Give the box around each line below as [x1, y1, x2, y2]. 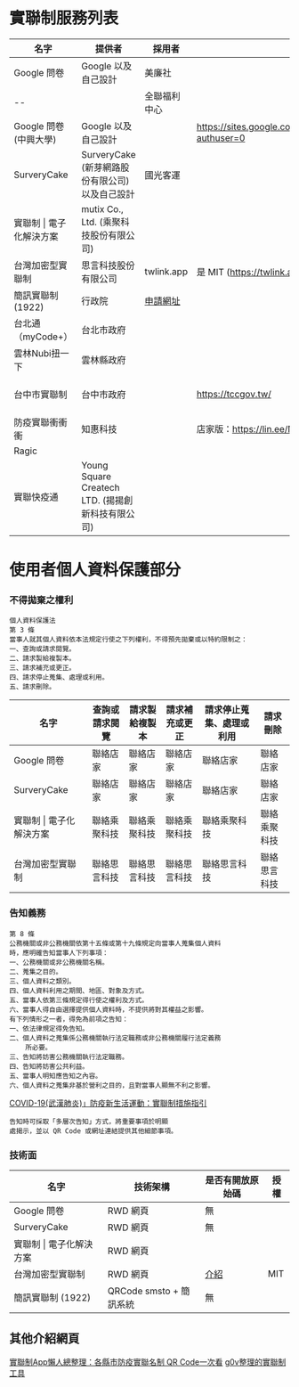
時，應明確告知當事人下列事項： [9, 948, 109, 958]
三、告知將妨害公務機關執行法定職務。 [9, 1052, 129, 1061]
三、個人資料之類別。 [9, 976, 76, 985]
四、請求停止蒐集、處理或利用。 [9, 673, 109, 682]
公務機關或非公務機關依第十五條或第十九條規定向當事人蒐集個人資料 [9, 939, 222, 948]
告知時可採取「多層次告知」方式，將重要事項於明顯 [9, 1117, 169, 1126]
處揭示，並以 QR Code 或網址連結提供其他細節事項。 [9, 1126, 178, 1136]
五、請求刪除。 [9, 682, 56, 691]
